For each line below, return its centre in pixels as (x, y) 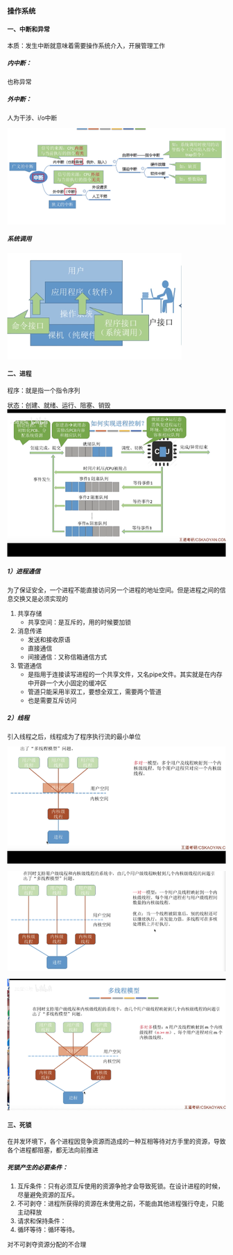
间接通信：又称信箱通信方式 (67, 657)
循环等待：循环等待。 (48, 1230)
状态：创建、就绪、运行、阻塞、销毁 (59, 405)
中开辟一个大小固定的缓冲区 (67, 682)
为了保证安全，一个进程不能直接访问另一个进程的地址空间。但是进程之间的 (113, 590)
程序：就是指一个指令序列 (44, 390)
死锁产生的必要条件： (37, 1167)
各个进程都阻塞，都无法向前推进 (53, 1150)
